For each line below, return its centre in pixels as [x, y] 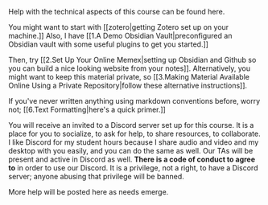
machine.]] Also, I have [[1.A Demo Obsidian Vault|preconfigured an [120, 36]
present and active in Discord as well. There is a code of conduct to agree [132, 159]
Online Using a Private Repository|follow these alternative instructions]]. [128, 85]
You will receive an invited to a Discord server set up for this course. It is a [131, 125]
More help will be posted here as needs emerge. [89, 192]
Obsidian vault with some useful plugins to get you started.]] [109, 44]
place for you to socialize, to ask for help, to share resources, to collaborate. [134, 133]
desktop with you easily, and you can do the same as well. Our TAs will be [131, 151]
